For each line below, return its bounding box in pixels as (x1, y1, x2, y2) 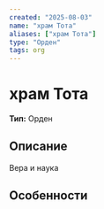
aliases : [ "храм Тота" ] (9, 29, 97, 38)
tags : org (9, 46, 46, 55)
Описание (9, 139, 68, 154)
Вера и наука (9, 162, 59, 173)
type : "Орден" (9, 37, 62, 47)
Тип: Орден (9, 113, 53, 124)
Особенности (9, 188, 88, 204)
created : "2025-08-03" (9, 12, 93, 22)
